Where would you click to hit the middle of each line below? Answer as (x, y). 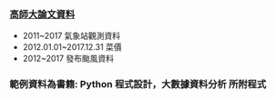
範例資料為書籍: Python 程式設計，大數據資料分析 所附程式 (138, 84)
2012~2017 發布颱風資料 (68, 59)
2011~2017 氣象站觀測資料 (72, 36)
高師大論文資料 (42, 14)
